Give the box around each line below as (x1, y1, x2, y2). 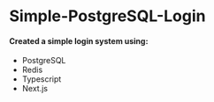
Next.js (21, 84, 49, 94)
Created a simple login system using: (9, 35, 149, 46)
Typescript (21, 74, 62, 84)
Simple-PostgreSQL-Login (9, 6, 206, 26)
